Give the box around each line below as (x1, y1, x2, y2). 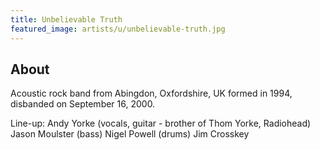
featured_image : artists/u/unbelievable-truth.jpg (10, 24, 226, 34)
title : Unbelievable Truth (10, 14, 123, 25)
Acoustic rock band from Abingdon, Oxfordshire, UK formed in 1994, (10, 87, 293, 100)
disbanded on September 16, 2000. (10, 98, 156, 110)
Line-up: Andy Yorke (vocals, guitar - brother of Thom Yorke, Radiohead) (10, 117, 312, 130)
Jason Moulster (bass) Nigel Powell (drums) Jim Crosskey (10, 128, 250, 140)
